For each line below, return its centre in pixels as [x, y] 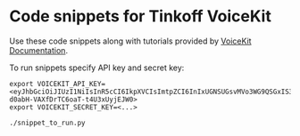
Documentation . [39, 50]
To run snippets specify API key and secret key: [97, 68]
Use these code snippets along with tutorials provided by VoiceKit [130, 41]
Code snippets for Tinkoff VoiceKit [141, 16]
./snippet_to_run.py [48, 123]
